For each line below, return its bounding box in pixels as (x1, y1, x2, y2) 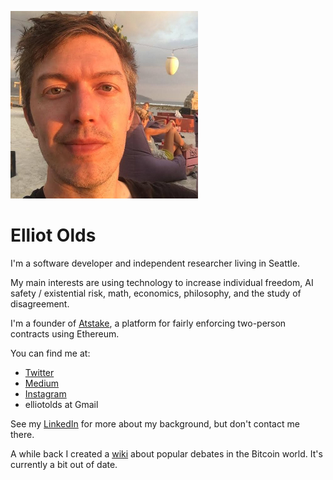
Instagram (24, 387, 67, 400)
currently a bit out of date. (10, 458, 118, 470)
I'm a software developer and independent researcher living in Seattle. (10, 257, 300, 269)
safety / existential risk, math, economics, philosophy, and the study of (10, 287, 302, 299)
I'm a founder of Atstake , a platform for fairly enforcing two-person (10, 317, 287, 329)
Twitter (24, 366, 55, 378)
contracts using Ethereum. (10, 327, 120, 340)
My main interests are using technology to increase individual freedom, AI (10, 276, 314, 288)
